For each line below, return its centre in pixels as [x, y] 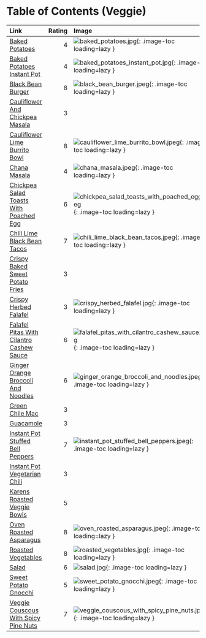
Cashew [21, 347]
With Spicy [25, 618]
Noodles [21, 395]
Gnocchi [21, 593]
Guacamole [26, 423]
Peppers [21, 456]
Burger [19, 91]
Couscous [24, 610]
